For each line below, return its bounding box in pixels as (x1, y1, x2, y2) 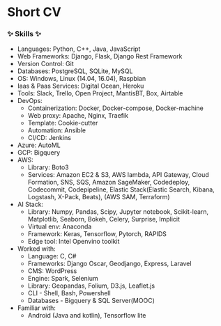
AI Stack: (17, 200, 44, 209)
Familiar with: (17, 304, 56, 312)
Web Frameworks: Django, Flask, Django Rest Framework (17, 52, 183, 61)
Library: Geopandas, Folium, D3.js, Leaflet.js (27, 281, 155, 290)
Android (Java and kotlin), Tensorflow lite (27, 311, 146, 320)
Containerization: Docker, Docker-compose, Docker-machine (27, 104, 204, 112)
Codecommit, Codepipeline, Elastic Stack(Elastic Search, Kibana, (27, 185, 215, 194)
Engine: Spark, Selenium (27, 274, 99, 283)
